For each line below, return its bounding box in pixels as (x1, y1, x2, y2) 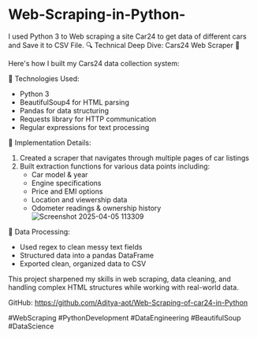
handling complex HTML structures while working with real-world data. (8, 282, 239, 292)
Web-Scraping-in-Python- (8, 6, 186, 24)
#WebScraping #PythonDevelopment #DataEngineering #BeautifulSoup (8, 313, 241, 322)
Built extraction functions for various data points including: (19, 161, 210, 171)
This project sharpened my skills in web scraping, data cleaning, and (8, 274, 231, 283)
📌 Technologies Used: (8, 73, 80, 83)
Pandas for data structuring (19, 106, 109, 115)
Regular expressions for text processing (19, 122, 150, 131)
